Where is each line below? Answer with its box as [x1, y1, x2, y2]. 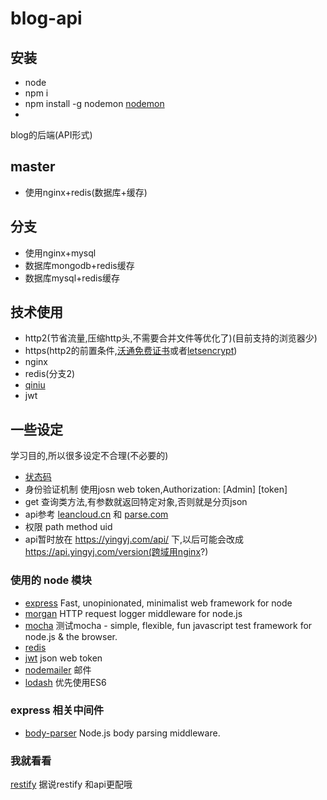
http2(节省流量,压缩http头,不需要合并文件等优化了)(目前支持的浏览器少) [24, 332, 318, 344]
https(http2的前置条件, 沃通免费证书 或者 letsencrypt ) [24, 345, 238, 357]
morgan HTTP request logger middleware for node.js [24, 607, 243, 619]
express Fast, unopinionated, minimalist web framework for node [24, 597, 293, 609]
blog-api [10, 7, 83, 30]
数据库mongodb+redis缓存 [24, 259, 135, 271]
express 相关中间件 [10, 703, 105, 717]
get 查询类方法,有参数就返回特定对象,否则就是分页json [24, 496, 248, 508]
